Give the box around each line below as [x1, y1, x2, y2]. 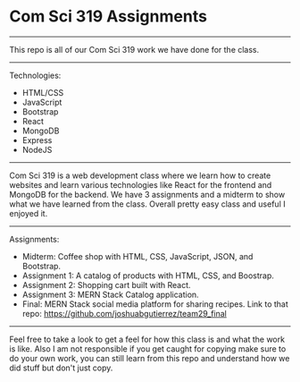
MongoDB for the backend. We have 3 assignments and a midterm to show [9, 189, 286, 199]
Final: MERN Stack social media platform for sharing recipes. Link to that [21, 298, 288, 310]
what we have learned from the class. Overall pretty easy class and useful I [9, 199, 286, 209]
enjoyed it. [9, 208, 48, 218]
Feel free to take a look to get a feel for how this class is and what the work [9, 334, 286, 344]
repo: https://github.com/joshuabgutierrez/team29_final [21, 308, 228, 318]
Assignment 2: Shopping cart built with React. [21, 279, 191, 290]
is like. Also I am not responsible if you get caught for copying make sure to [9, 343, 287, 354]
